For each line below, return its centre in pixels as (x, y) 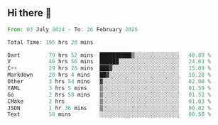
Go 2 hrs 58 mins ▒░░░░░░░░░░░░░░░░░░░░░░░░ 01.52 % (109, 94)
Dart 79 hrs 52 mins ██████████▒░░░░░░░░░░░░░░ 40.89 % (109, 55)
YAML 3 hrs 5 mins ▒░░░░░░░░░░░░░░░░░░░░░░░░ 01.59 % (109, 88)
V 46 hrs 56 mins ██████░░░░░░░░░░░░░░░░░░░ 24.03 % (109, 62)
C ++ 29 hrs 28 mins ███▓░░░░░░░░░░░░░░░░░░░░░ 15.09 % (109, 68)
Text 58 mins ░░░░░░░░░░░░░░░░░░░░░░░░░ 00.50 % (109, 114)
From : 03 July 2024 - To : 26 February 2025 (73, 29)
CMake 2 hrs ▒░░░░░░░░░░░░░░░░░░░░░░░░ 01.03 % (109, 101)
